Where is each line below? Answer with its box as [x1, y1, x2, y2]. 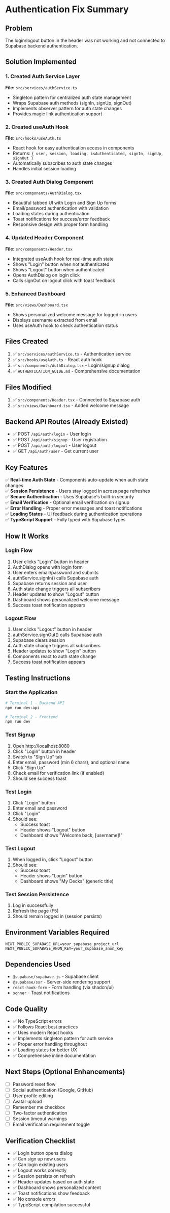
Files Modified [5, 383, 52, 392]
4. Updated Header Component [5, 234, 84, 241]
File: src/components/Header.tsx [5, 246, 73, 252]
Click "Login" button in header [12, 748, 76, 754]
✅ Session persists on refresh [12, 1173, 75, 1179]
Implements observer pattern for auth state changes [12, 105, 122, 111]
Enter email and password [12, 805, 67, 811]
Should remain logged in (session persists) [12, 913, 103, 919]
